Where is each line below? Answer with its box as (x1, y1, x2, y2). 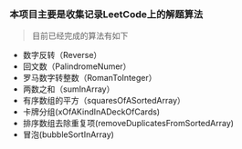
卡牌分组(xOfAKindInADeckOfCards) (22, 106, 161, 117)
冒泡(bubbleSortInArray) (22, 129, 114, 140)
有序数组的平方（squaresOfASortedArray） (22, 95, 185, 106)
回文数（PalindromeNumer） (22, 61, 132, 72)
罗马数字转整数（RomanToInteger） (22, 73, 157, 84)
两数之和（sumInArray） (22, 84, 115, 94)
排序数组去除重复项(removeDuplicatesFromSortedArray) (22, 118, 235, 129)
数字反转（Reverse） (22, 50, 102, 61)
